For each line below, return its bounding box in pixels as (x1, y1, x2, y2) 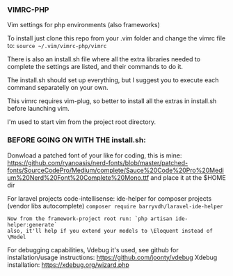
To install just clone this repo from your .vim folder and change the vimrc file (7, 34, 226, 43)
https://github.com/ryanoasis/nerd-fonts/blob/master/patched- (7, 158, 188, 167)
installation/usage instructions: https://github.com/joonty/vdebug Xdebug (7, 253, 218, 261)
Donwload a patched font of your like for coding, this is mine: (7, 151, 182, 160)
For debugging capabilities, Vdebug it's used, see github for (7, 245, 179, 254)
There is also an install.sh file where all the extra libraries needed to (7, 55, 200, 63)
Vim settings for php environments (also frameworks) (7, 21, 160, 29)
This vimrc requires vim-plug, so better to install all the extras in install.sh (7, 97, 217, 105)
